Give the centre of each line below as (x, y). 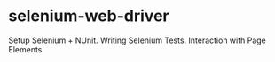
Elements (25, 49)
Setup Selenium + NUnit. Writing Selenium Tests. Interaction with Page (137, 40)
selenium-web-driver (89, 16)
